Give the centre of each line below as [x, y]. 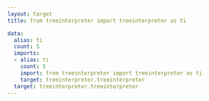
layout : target [30, 14]
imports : [27, 53]
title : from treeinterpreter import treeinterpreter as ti [97, 21]
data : [15, 33]
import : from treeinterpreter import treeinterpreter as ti [111, 73]
